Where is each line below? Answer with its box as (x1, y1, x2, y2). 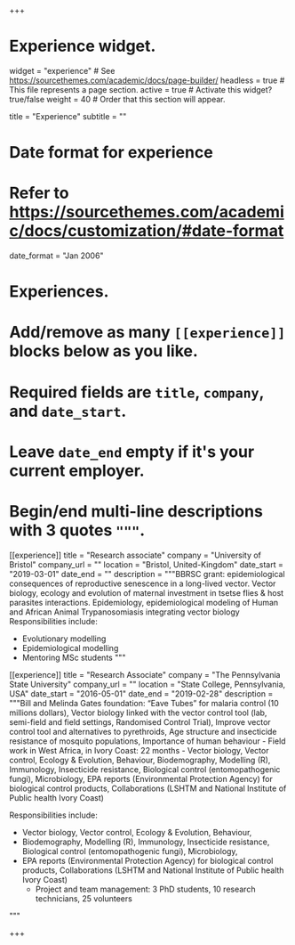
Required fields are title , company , (9, 382, 265, 402)
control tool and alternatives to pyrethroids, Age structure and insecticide (9, 726, 277, 737)
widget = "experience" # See (9, 65, 116, 76)
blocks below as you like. (9, 341, 198, 362)
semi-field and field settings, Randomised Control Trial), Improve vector (9, 716, 271, 727)
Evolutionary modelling (21, 633, 107, 644)
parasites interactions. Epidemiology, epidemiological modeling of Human (9, 597, 279, 607)
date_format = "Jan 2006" (9, 250, 104, 261)
